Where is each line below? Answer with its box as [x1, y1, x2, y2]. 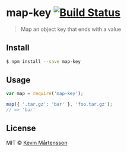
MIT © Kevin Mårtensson [6, 139, 68, 146]
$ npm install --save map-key [6, 58, 81, 65]
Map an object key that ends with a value [20, 26, 122, 33]
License [6, 123, 36, 134]
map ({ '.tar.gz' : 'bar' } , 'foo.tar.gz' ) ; [6, 102, 113, 107]
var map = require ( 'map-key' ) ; [6, 91, 84, 97]
